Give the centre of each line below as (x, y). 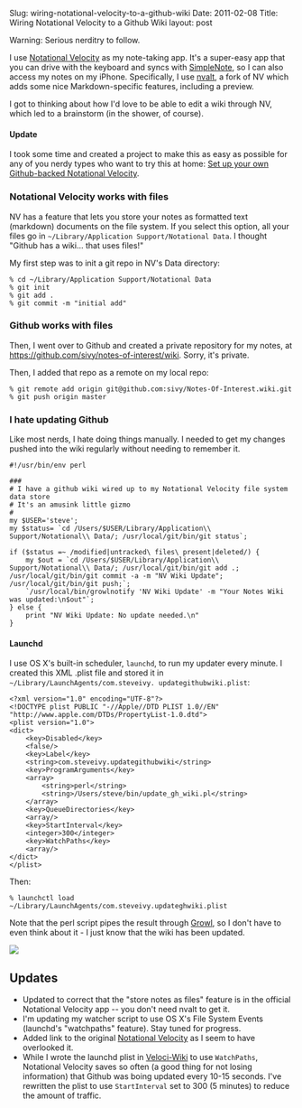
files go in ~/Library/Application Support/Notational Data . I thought (138, 236)
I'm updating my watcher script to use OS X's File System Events (143, 1019)
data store (30, 497)
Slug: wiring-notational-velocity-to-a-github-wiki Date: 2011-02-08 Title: (144, 13)
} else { (26, 608)
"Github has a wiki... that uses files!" (77, 245)
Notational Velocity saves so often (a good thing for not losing (137, 1067)
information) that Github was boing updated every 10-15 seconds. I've (152, 1076)
